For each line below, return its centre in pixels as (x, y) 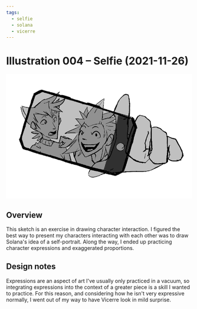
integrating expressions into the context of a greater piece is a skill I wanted (98, 287)
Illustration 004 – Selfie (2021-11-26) (97, 61)
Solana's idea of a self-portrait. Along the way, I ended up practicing (89, 242)
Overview (24, 215)
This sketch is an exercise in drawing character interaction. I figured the (93, 229)
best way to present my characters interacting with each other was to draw (97, 235)
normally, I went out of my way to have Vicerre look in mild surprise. (89, 300)
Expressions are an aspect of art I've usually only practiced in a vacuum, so (98, 281)
